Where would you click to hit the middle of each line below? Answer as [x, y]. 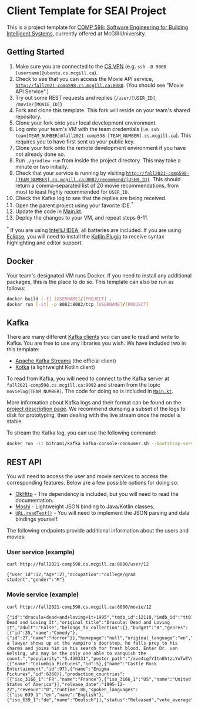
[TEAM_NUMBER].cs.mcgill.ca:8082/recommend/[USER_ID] [82, 179]
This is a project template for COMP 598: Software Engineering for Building [98, 27]
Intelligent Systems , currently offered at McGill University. [76, 33]
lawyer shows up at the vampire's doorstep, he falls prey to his [95, 643]
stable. [15, 422]
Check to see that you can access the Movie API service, [84, 79]
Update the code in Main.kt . [49, 211]
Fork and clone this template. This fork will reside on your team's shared [103, 110]
